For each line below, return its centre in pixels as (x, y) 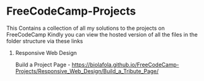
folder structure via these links (45, 41)
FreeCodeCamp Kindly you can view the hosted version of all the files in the (102, 34)
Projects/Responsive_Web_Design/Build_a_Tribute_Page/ (87, 71)
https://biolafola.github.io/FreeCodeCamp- (125, 65)
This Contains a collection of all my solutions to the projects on (86, 28)
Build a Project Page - (43, 65)
